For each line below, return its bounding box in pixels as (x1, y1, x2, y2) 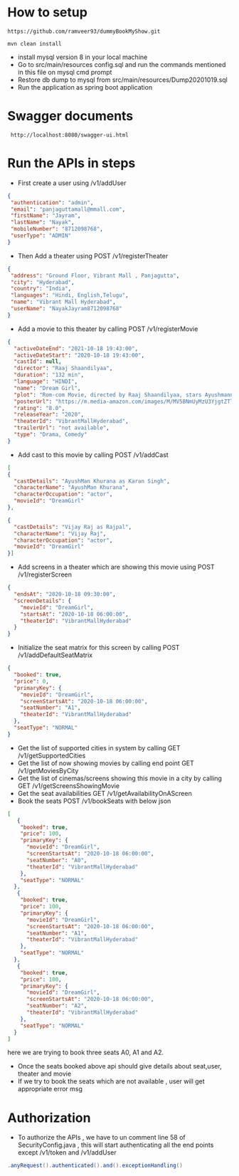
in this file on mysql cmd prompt (17, 68, 112, 76)
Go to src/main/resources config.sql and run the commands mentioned (17, 60, 226, 68)
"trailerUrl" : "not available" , (14, 424, 110, 431)
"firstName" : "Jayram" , (10, 212, 81, 219)
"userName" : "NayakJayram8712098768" (10, 305, 122, 313)
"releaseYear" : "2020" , (14, 411, 84, 419)
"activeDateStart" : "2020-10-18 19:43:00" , (14, 352, 144, 359)
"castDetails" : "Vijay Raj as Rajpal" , (14, 523, 132, 530)
